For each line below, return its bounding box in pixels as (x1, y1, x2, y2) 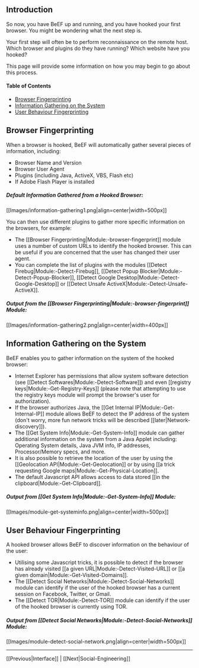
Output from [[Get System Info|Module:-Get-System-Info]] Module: (6, 493, 176, 500)
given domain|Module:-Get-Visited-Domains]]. (14, 572, 129, 579)
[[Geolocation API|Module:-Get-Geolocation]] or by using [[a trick (14, 461, 175, 468)
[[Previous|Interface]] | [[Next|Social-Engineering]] (6, 655, 131, 662)
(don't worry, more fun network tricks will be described (14, 416, 150, 424)
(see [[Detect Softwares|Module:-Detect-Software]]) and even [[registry (14, 379, 191, 386)
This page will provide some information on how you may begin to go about (6, 62, 191, 70)
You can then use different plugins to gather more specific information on (6, 218, 185, 225)
